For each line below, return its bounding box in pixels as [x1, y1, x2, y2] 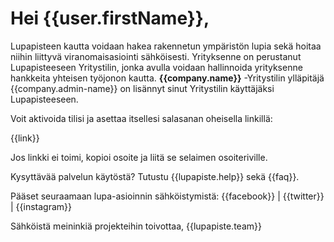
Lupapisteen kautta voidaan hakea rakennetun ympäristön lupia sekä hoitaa [10, 40, 322, 52]
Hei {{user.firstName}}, [10, 7, 210, 30]
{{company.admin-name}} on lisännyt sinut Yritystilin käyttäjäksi [10, 82, 275, 94]
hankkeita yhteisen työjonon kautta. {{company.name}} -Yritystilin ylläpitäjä [10, 72, 325, 84]
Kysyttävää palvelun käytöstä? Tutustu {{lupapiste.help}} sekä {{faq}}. [10, 170, 300, 182]
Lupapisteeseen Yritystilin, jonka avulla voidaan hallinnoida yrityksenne [10, 61, 303, 73]
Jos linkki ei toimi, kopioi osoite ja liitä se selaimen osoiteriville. [10, 151, 268, 163]
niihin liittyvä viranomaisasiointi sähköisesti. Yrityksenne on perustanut [10, 50, 302, 62]
